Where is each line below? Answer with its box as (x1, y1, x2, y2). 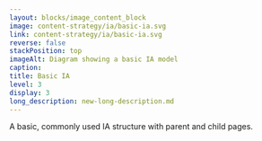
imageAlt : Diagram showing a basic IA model (9, 55, 179, 64)
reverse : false (9, 38, 66, 48)
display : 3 (9, 88, 50, 97)
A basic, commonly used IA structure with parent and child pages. (9, 121, 254, 132)
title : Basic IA (9, 72, 70, 81)
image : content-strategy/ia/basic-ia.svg (9, 22, 167, 31)
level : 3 (9, 80, 42, 89)
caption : (9, 64, 42, 73)
